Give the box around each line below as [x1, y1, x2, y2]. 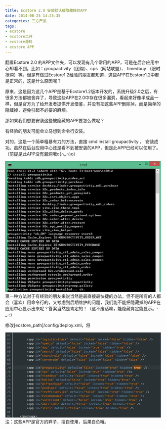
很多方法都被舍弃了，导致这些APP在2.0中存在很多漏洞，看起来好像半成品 [5, 95, 155, 100]
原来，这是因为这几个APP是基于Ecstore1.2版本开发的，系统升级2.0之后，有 [5, 88, 158, 94]
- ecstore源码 [5, 40, 33, 45]
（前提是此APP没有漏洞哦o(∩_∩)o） [5, 151, 78, 157]
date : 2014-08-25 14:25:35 [5, 13, 61, 18]
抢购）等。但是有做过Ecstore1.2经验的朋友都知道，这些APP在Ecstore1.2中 [5, 72, 155, 78]
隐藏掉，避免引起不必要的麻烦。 [5, 107, 70, 113]
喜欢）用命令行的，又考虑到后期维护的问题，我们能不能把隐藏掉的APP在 [13, 299, 161, 305]
